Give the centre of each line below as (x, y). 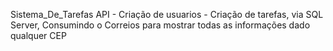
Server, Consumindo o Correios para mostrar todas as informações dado (160, 25)
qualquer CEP (38, 35)
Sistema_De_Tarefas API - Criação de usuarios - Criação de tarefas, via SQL (167, 14)
